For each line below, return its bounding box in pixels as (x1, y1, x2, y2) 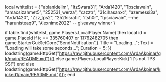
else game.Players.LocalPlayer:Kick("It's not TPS (55, 56, 156, 61)
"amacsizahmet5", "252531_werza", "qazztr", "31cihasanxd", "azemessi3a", (5, 9, 159, 15)
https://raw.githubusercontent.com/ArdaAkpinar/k (59, 66, 161, 72)
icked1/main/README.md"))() (5, 72, 65, 77)
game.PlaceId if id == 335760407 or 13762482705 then (5, 35, 119, 41)
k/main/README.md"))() (5, 56, 55, 61)
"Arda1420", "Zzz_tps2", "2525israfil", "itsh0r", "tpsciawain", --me (5, 15, 139, 20)
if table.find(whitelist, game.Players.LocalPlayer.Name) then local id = (5, 30, 147, 35)
